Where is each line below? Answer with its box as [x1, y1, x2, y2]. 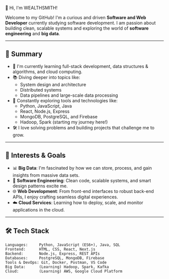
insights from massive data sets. [12, 172, 79, 178]
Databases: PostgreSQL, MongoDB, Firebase [5, 256, 105, 261]
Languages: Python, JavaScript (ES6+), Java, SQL [5, 242, 121, 248]
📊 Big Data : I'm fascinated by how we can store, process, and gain [12, 165, 152, 171]
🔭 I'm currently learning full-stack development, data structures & [12, 63, 148, 69]
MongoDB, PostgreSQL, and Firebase [20, 113, 98, 119]
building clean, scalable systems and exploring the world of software [5, 25, 149, 31]
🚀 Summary [5, 50, 43, 58]
